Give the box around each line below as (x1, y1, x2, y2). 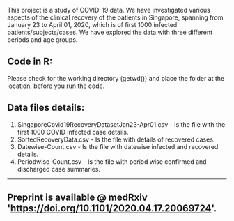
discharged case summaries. (17, 165, 101, 173)
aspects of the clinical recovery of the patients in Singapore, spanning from (7, 13, 224, 22)
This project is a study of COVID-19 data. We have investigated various (7, 6, 210, 14)
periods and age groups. (7, 36, 78, 44)
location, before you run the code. (7, 82, 105, 90)
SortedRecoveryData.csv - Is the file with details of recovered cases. (17, 135, 215, 144)
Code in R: (7, 56, 53, 68)
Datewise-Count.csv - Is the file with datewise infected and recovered (17, 142, 219, 151)
